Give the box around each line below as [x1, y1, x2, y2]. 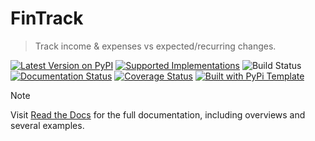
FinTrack [10, 7, 84, 30]
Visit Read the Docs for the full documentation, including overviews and [10, 108, 306, 121]
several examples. [10, 119, 85, 131]
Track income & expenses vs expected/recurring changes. [34, 40, 277, 52]
